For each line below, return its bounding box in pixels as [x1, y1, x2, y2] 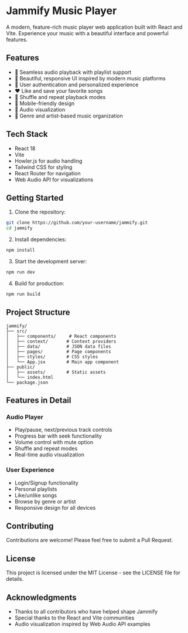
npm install [6, 248, 35, 253]
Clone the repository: [14, 208, 66, 215]
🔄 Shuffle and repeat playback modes [14, 93, 106, 100]
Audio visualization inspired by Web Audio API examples [14, 620, 151, 627]
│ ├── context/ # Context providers [6, 338, 117, 344]
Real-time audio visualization [14, 451, 85, 458]
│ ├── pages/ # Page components [6, 348, 111, 354]
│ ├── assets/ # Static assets [6, 369, 107, 375]
